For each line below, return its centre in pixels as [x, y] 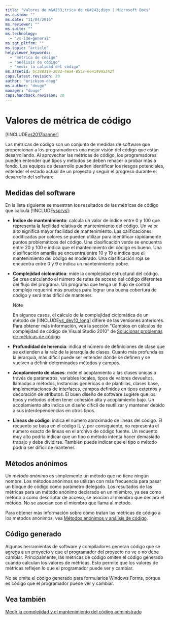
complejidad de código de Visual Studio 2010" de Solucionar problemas [88, 331]
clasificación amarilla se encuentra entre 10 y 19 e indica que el [78, 253]
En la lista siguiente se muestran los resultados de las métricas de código [82, 205]
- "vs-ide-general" [30, 39]
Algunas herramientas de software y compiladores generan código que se [83, 546]
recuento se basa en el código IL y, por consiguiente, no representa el [86, 426]
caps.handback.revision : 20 [35, 95]
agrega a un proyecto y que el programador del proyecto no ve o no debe [82, 552]
